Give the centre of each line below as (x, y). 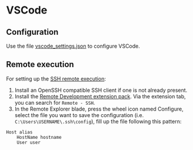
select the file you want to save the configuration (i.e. (79, 115)
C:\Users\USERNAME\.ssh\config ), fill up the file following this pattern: (98, 121)
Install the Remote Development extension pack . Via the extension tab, (100, 96)
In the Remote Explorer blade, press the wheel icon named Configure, (99, 109)
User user (29, 142)
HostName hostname (39, 137)
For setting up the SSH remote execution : (56, 79)
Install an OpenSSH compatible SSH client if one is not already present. (101, 90)
